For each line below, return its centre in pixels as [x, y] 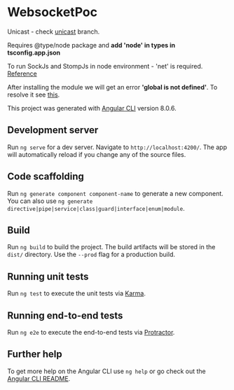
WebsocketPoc [53, 12]
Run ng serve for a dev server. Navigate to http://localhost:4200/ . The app [117, 147]
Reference [22, 74]
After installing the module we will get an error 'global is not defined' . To [112, 87]
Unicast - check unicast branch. [54, 32]
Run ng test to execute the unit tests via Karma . [76, 293]
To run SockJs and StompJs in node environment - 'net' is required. [105, 66]
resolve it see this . [34, 95]
